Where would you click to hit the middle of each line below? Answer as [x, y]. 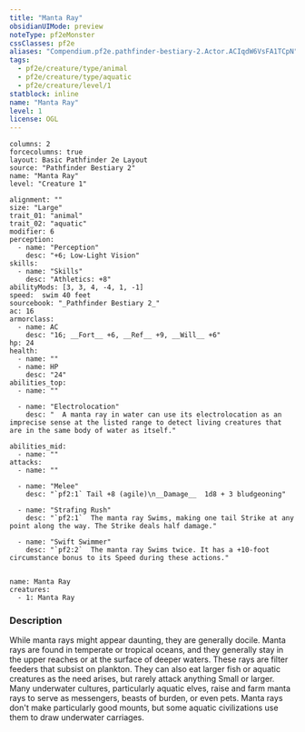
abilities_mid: [38, 446]
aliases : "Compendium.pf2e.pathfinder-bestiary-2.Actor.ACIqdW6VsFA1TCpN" [154, 52]
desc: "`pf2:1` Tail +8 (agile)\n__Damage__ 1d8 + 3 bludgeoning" [156, 495]
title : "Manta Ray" [46, 18]
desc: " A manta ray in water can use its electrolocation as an [154, 415]
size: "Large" [36, 208]
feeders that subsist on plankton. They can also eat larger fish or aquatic [145, 669]
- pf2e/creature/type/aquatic [74, 77]
